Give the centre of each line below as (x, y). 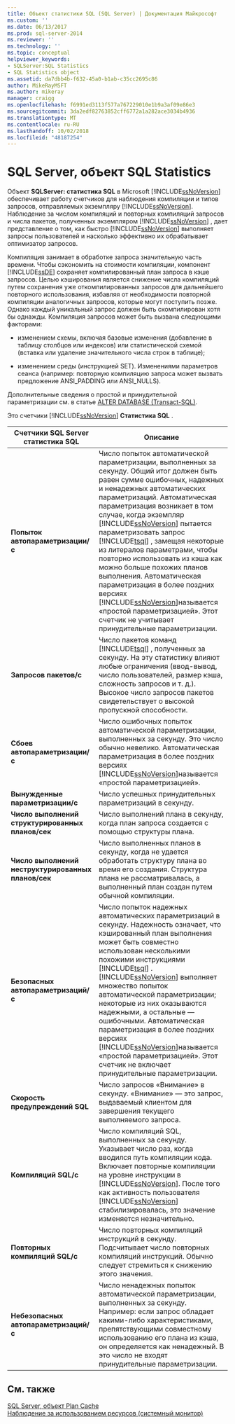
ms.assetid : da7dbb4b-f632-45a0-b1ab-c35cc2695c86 (83, 79)
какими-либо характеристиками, (156, 1320)
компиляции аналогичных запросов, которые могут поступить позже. (112, 302)
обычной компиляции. (137, 896)
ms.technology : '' (34, 46)
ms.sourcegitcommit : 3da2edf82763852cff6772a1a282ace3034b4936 (101, 111)
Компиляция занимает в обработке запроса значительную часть (105, 257)
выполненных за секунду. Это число (161, 739)
